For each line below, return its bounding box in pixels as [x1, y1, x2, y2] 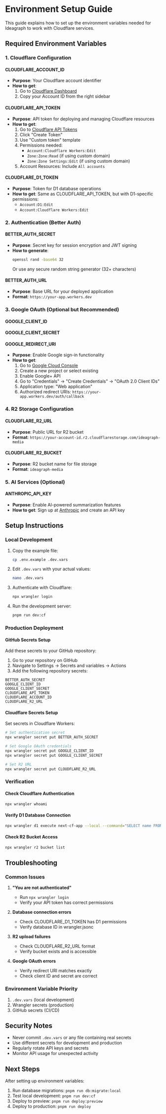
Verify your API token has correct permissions [19, 899, 114, 905]
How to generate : [12, 247, 49, 253]
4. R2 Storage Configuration [5, 405, 74, 412]
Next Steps [5, 1064, 40, 1073]
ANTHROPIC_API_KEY [5, 491, 52, 497]
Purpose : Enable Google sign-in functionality [12, 352, 105, 358]
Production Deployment [5, 624, 64, 631]
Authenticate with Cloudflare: [12, 585, 72, 591]
